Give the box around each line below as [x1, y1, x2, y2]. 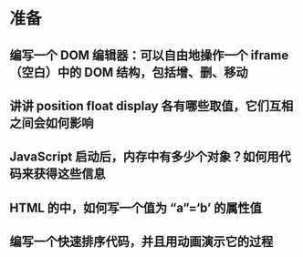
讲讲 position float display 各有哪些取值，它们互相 [9, 98, 294, 114]
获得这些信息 [33, 166, 106, 182]
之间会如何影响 [9, 115, 94, 130]
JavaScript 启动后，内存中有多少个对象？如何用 [9, 149, 280, 165]
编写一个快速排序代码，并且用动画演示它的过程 [9, 234, 274, 250]
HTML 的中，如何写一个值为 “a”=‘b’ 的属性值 [9, 200, 262, 215]
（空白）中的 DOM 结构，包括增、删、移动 [9, 65, 248, 80]
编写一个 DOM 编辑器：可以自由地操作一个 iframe [9, 47, 289, 63]
